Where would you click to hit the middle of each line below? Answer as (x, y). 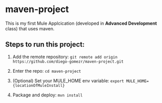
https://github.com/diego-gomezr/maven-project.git (68, 62)
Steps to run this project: (45, 45)
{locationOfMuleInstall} (39, 85)
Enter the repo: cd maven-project (47, 71)
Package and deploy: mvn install (47, 95)
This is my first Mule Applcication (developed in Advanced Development (81, 23)
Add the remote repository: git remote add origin (65, 57)
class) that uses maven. (30, 28)
